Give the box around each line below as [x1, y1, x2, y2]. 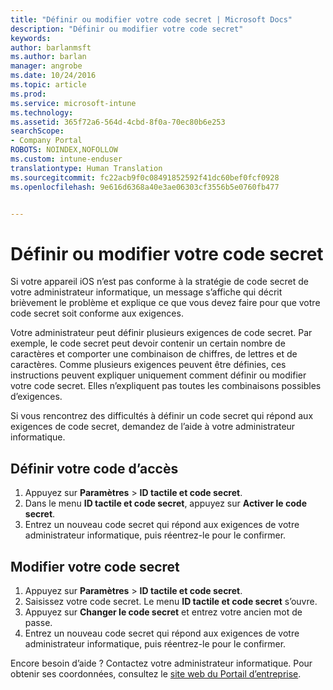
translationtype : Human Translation [10, 163, 163, 173]
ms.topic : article [10, 80, 87, 90]
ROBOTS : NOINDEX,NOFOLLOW [10, 145, 118, 155]
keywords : [10, 33, 52, 43]
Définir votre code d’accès [10, 460, 179, 477]
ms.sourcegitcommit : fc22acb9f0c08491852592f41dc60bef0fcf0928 [10, 172, 280, 183]
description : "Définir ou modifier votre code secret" [10, 24, 244, 34]
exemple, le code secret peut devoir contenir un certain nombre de [10, 337, 286, 350]
